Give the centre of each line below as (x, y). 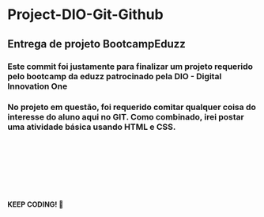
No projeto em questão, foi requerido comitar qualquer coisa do (132, 107)
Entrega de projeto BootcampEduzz (97, 44)
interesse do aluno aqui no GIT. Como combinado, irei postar (126, 117)
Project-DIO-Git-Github (85, 15)
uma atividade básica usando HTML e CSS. (92, 127)
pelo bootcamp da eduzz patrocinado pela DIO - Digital (115, 76)
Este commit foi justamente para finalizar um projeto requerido (130, 67)
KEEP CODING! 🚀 (36, 204)
